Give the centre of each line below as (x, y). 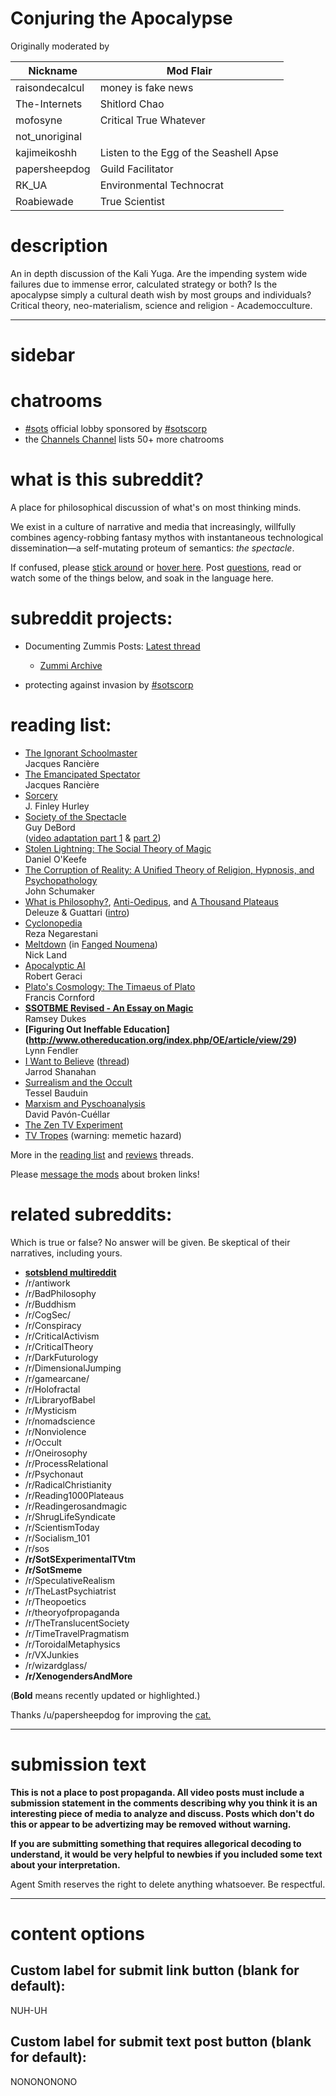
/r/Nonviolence (55, 1431)
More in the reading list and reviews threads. (102, 1154)
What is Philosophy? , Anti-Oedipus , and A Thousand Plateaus (151, 901)
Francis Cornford (59, 997)
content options (78, 1933)
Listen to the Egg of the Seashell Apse (189, 152)
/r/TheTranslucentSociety (77, 1623)
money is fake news (146, 87)
